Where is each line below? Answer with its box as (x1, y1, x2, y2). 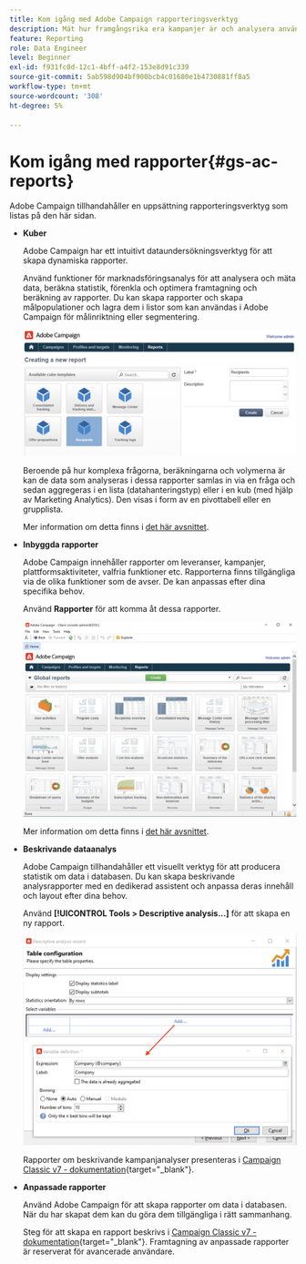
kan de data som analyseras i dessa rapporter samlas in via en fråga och (22, 474, 296, 485)
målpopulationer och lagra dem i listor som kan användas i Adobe (22, 301, 269, 313)
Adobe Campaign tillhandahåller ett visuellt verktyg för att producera (22, 861, 280, 872)
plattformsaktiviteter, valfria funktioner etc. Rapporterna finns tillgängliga (22, 566, 296, 577)
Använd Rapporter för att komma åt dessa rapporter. (22, 603, 221, 614)
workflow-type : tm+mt (9, 82, 92, 91)
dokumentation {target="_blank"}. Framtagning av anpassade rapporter (22, 1236, 290, 1247)
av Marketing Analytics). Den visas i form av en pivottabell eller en (22, 494, 271, 505)
